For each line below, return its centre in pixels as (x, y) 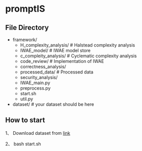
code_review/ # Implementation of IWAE (62, 61)
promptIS (25, 9)
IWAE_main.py (35, 83)
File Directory (27, 28)
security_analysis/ (39, 77)
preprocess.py (35, 88)
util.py (27, 99)
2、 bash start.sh (23, 144)
